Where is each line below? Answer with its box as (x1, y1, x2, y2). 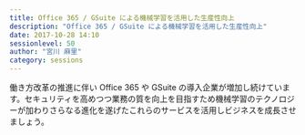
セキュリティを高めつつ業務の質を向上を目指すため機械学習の (24, 93, 256, 104)
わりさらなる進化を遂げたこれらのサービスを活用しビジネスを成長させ (33, 105, 297, 115)
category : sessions (9, 56, 84, 65)
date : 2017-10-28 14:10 (9, 30, 100, 39)
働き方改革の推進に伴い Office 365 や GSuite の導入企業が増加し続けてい (9, 82, 283, 92)
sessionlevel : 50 (9, 38, 76, 48)
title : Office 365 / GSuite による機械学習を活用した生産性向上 (9, 13, 235, 23)
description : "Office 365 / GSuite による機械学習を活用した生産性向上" (9, 22, 268, 31)
